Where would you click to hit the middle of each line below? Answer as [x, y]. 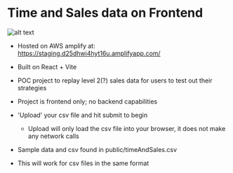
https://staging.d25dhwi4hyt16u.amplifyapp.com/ [89, 53]
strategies [32, 88]
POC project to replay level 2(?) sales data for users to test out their [115, 80]
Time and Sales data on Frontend [105, 13]
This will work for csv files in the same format [83, 163]
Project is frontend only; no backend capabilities [87, 101]
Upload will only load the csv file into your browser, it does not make [127, 128]
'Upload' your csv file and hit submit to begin [82, 115]
